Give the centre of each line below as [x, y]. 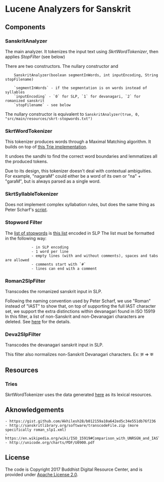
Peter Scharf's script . [26, 210]
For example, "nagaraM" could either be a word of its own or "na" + [73, 176]
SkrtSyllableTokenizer [32, 194]
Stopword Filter [24, 222]
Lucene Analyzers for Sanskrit [68, 9]
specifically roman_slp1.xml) [36, 430]
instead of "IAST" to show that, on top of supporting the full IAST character [81, 306]
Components [25, 27]
